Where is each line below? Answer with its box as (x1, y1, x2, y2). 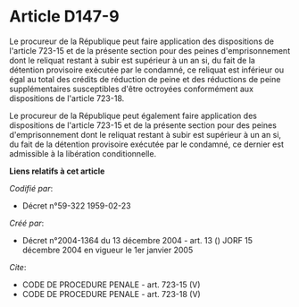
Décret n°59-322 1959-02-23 (21, 200, 131, 211)
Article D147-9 (9, 6, 120, 27)
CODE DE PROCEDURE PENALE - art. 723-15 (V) (21, 279, 201, 290)
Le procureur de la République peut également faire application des (9, 110, 257, 121)
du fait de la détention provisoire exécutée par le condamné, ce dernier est (9, 139, 284, 149)
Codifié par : (9, 183, 54, 193)
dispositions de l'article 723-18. (9, 92, 125, 104)
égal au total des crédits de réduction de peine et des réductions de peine (9, 73, 281, 84)
